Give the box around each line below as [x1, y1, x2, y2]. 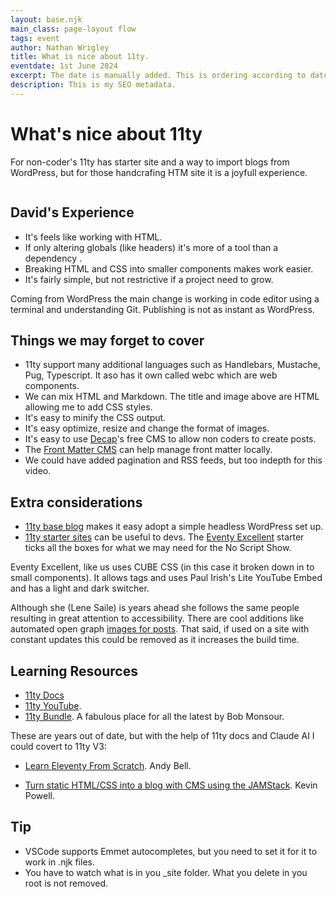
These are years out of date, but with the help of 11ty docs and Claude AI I [10, 729, 315, 741]
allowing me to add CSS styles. [24, 401, 153, 413]
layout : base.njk [10, 14, 83, 25]
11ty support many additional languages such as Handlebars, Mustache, [24, 359, 322, 371]
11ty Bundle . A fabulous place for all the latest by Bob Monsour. [24, 710, 285, 722]
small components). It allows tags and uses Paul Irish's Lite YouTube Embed [10, 572, 323, 584]
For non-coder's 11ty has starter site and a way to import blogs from [10, 156, 290, 168]
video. [24, 465, 52, 477]
